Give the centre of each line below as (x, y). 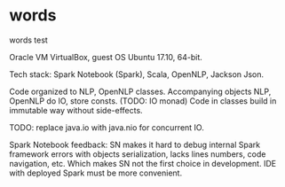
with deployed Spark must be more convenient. (96, 173)
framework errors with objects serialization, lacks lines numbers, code (138, 154)
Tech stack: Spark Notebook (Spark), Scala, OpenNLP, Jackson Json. (137, 74)
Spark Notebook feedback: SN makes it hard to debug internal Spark (135, 144)
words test (29, 40)
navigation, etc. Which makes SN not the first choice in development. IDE (143, 163)
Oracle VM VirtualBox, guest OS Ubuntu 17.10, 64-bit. (106, 57)
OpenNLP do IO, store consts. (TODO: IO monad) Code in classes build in (143, 101)
